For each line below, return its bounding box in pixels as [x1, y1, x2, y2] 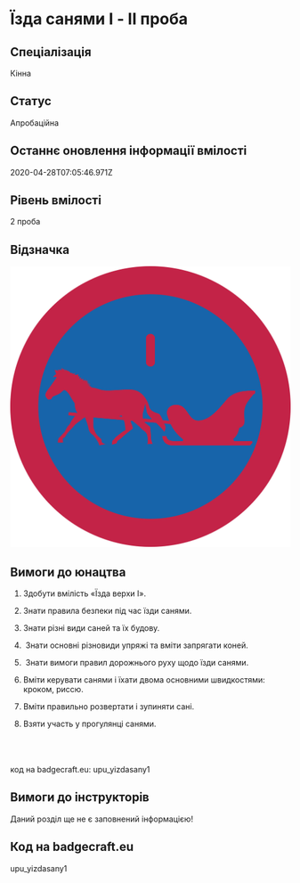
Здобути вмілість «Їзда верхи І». [22, 588, 146, 599]
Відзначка [10, 241, 70, 258]
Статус [10, 94, 52, 109]
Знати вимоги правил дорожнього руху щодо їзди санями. [25, 658, 249, 668]
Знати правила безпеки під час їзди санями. [22, 606, 192, 617]
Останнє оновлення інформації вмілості [10, 143, 247, 159]
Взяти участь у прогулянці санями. [22, 718, 157, 730]
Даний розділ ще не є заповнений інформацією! [10, 814, 194, 824]
